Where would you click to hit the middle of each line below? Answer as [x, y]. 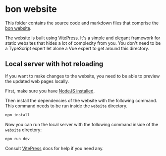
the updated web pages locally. [37, 81]
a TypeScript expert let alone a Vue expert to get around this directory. [77, 48]
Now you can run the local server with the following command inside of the [82, 124]
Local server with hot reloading [54, 64]
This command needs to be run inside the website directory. [66, 106]
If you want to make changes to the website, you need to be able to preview [83, 76]
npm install [17, 115]
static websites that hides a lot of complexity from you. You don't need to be [83, 43]
